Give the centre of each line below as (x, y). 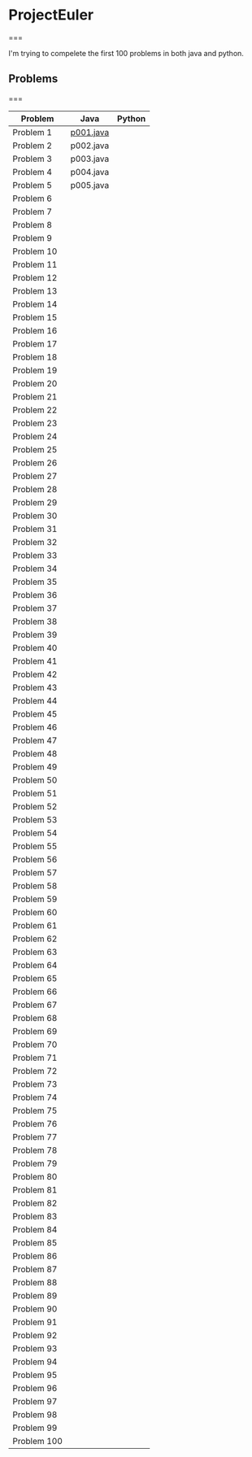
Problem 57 (35, 872)
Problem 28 (35, 489)
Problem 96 (35, 1388)
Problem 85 (35, 1242)
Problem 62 (35, 939)
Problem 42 (35, 674)
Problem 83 (35, 1216)
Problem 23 (35, 423)
